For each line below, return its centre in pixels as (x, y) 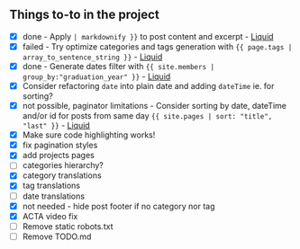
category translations (62, 175)
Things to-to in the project (84, 15)
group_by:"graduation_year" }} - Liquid (96, 76)
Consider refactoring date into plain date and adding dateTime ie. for (148, 86)
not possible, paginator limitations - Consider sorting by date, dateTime (154, 106)
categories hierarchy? (63, 165)
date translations (54, 196)
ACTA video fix (50, 216)
